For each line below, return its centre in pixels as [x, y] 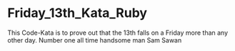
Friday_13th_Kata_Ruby [77, 13]
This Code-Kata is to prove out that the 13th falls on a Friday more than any [118, 33]
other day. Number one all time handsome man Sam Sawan [95, 40]
